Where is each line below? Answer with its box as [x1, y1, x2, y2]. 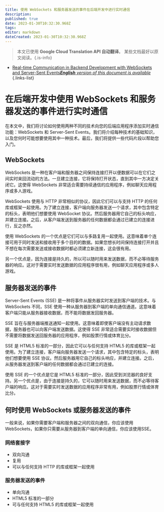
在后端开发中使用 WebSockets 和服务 [5, 94, 156, 105]
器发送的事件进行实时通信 [5, 106, 108, 117]
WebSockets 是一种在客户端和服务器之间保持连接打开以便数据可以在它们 [5, 170, 151, 175]
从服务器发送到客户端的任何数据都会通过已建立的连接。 [5, 361, 116, 367]
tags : [5, 25, 16, 30]
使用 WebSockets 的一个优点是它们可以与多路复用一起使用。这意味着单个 [5, 233, 153, 239]
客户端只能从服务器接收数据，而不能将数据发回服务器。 [5, 310, 116, 316]
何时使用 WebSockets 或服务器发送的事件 [5, 406, 131, 414]
